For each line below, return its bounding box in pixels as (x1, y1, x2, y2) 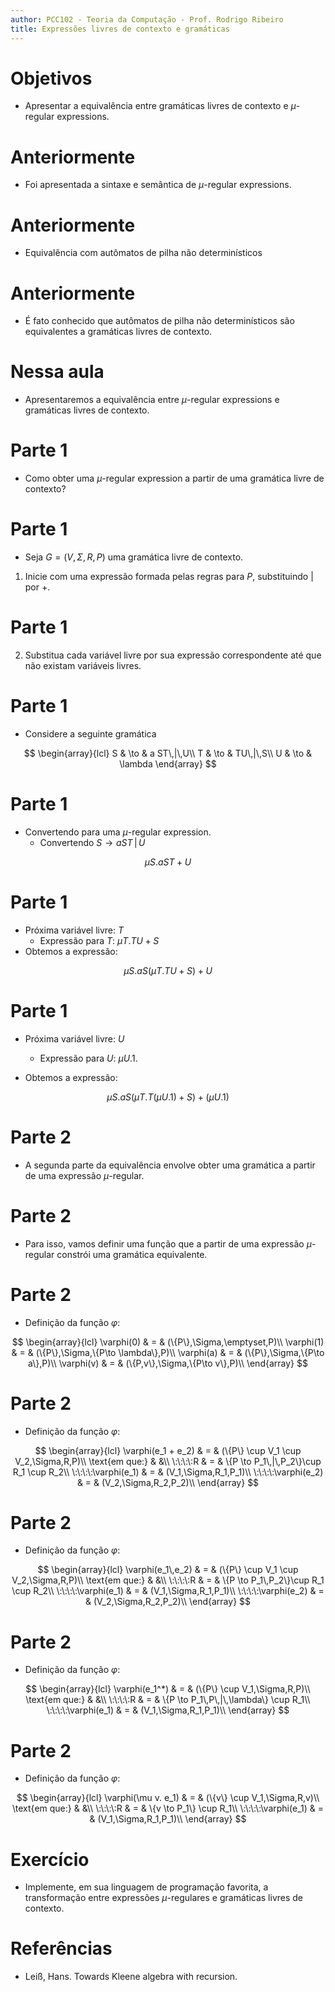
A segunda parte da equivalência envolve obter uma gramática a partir (24, 1159, 316, 1171)
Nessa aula (10, 361, 105, 383)
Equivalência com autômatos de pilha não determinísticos (24, 247, 263, 259)
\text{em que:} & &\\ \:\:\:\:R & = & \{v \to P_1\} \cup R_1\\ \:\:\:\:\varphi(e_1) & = (12, 1802, 324, 1815)
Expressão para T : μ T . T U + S (39, 934, 160, 946)
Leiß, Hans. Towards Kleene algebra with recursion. (24, 1971, 238, 1983)
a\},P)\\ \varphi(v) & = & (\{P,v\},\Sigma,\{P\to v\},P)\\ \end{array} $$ (28, 1357, 308, 1369)
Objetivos (10, 67, 93, 90)
